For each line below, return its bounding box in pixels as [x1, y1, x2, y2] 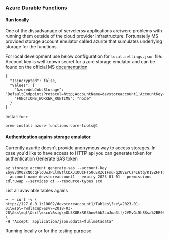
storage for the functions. [5, 44, 58, 50]
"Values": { [10, 83, 35, 88]
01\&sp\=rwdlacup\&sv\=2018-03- [5, 206, 73, 211]
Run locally [5, 17, 29, 23]
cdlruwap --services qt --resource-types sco [5, 179, 102, 184]
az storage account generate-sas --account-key [5, 166, 107, 171]
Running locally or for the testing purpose [5, 228, 92, 234]
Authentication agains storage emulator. [5, 134, 92, 140]
